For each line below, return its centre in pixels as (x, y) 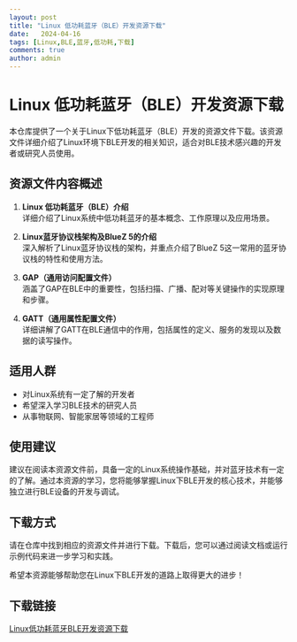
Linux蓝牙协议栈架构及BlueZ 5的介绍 (89, 236)
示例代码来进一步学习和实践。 (63, 556)
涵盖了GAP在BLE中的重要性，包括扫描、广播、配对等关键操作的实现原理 (153, 288)
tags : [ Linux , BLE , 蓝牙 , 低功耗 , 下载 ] (72, 42)
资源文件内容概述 (56, 183)
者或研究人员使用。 (44, 153)
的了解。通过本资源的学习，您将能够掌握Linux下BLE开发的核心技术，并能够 (146, 481)
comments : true (37, 50)
